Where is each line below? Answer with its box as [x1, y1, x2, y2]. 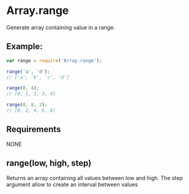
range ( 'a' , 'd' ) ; [6, 68, 51, 75]
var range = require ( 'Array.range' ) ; [6, 57, 102, 64]
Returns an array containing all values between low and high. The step [6, 174, 183, 181]
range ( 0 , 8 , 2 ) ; [6, 102, 48, 108]
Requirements [6, 124, 61, 134]
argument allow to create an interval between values [6, 181, 138, 188]
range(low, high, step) [6, 158, 91, 168]
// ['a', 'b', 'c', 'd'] [6, 74, 70, 80]
